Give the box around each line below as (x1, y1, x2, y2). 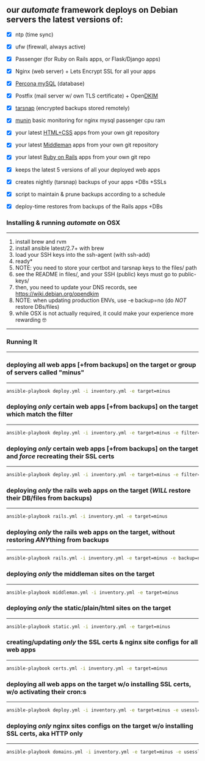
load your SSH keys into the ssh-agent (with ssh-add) (15, 251, 151, 259)
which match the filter (6, 410, 73, 418)
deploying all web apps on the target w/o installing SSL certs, (6, 680, 192, 688)
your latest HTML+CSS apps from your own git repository (15, 129, 160, 137)
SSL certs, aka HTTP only (6, 729, 84, 738)
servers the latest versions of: (6, 15, 123, 25)
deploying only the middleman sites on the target (6, 570, 155, 578)
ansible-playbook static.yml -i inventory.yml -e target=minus (6, 623, 171, 630)
